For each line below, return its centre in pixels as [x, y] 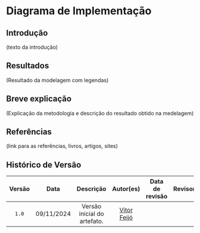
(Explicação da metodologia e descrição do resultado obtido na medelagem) [100, 113]
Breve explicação [39, 99]
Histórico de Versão [44, 165]
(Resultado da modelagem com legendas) [57, 80]
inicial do [91, 214]
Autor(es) [126, 189]
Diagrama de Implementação [79, 11]
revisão [157, 196]
